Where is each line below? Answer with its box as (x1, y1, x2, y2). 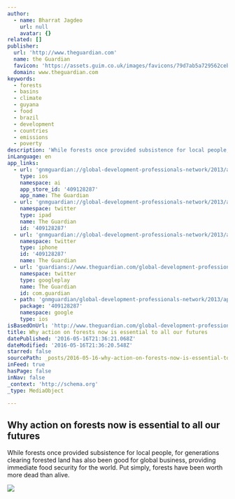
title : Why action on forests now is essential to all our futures (7, 328, 208, 335)
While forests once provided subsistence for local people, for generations (7, 449, 220, 457)
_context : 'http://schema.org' (7, 380, 99, 388)
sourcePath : (7, 354, 42, 362)
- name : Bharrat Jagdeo (13, 17, 83, 24)
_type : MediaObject (7, 387, 64, 394)
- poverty (13, 140, 42, 147)
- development (13, 120, 55, 128)
